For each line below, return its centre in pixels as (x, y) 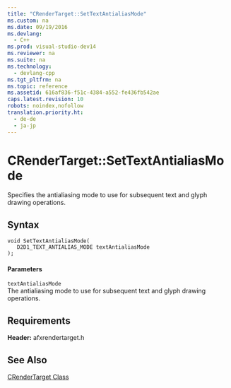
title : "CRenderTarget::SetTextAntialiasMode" (77, 14)
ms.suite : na (26, 60)
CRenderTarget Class (38, 377)
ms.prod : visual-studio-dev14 (52, 47)
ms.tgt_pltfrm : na (34, 80)
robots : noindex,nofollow (45, 106)
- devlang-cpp (34, 73)
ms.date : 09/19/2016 (38, 27)
